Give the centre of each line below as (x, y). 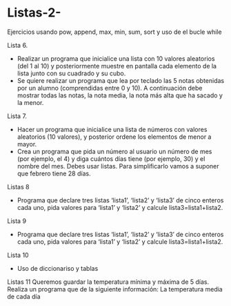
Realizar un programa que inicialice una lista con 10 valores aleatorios (116, 58)
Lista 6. (18, 45)
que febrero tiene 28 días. (54, 173)
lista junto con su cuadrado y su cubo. (71, 73)
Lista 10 (18, 255)
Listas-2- (34, 13)
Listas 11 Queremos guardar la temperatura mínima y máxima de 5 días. (108, 282)
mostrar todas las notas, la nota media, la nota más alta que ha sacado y (120, 95)
